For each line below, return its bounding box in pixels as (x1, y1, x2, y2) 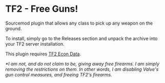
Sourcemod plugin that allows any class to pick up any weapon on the (5, 20, 153, 26)
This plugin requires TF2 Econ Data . (5, 51, 81, 57)
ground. (5, 25, 22, 31)
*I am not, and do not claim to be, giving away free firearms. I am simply (5, 60, 160, 67)
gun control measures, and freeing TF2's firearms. (5, 71, 113, 77)
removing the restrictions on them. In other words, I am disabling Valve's (5, 66, 159, 72)
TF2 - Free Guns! (5, 3, 78, 15)
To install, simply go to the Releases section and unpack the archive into (5, 35, 158, 42)
